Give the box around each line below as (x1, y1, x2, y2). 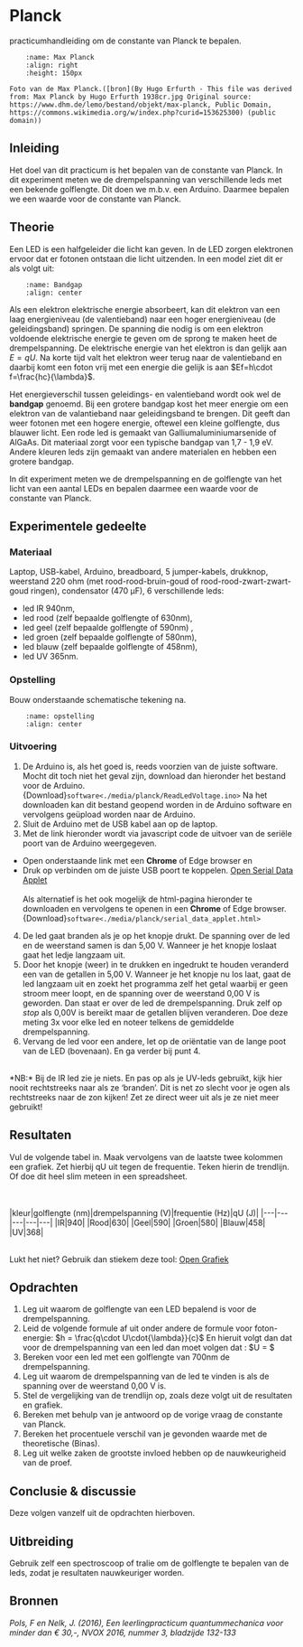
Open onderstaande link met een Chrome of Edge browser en (22, 855, 252, 866)
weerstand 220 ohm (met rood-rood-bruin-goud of (9, 576, 199, 587)
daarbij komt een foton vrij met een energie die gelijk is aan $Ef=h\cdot (9, 361, 273, 372)
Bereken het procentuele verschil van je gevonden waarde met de (22, 1428, 268, 1439)
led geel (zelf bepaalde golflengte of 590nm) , (22, 622, 194, 633)
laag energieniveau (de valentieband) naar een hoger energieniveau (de (9, 313, 277, 324)
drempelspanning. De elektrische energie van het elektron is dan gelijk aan (9, 342, 287, 353)
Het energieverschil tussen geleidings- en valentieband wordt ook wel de (9, 388, 281, 399)
